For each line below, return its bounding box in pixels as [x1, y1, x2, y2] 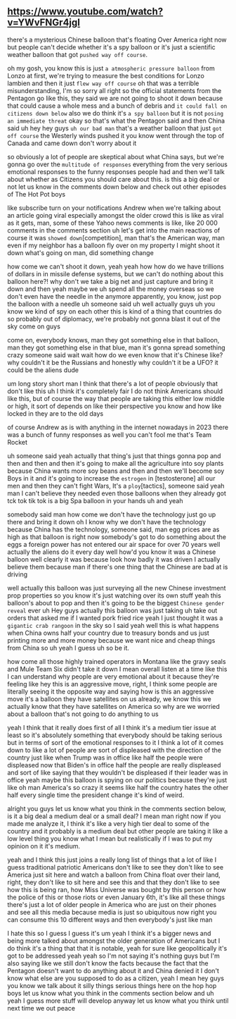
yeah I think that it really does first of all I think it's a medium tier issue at [7, 723, 216, 731]
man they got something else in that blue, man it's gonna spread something [7, 343, 226, 352]
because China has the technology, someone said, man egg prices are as [7, 525, 220, 533]
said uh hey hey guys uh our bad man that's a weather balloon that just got [7, 123, 223, 132]
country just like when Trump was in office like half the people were [7, 753, 203, 762]
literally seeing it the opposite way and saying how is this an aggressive [7, 687, 214, 696]
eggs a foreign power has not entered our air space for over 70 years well [7, 540, 221, 548]
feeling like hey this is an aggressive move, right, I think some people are [7, 679, 218, 688]
